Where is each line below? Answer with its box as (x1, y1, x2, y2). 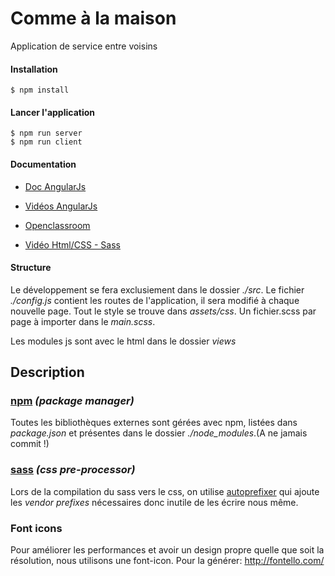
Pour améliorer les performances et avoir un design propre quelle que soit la (10, 544, 325, 556)
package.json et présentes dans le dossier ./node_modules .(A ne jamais (10, 427, 308, 439)
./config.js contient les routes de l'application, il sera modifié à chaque (10, 294, 300, 306)
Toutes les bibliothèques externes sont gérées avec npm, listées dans (10, 417, 298, 429)
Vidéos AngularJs (24, 200, 98, 212)
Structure (10, 262, 52, 274)
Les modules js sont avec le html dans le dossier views (10, 335, 237, 347)
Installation (10, 63, 58, 75)
